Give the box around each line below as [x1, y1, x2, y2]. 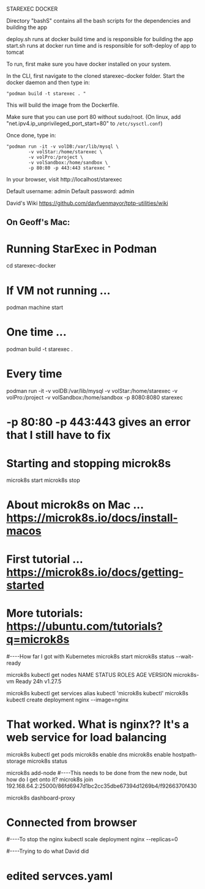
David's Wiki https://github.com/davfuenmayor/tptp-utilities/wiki [6, 199, 168, 207]
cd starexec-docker [6, 262, 56, 269]
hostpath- [172, 750, 198, 758]
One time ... [6, 325, 67, 339]
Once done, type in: [6, 132, 56, 139]
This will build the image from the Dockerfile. [6, 101, 119, 109]
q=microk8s [6, 632, 70, 646]
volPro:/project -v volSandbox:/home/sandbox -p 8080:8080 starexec [6, 394, 184, 401]
